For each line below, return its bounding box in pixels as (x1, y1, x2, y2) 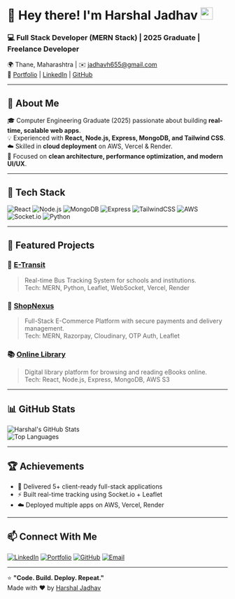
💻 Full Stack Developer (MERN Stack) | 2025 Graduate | (7, 33, 201, 43)
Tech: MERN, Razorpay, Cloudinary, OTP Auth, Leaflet (24, 332, 180, 340)
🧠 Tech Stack (7, 186, 66, 199)
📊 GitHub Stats (7, 403, 76, 415)
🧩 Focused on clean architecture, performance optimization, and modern (7, 152, 223, 161)
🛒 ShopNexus (7, 301, 55, 310)
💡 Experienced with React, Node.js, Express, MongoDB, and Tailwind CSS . (7, 133, 226, 143)
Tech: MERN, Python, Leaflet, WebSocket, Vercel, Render (24, 283, 190, 291)
